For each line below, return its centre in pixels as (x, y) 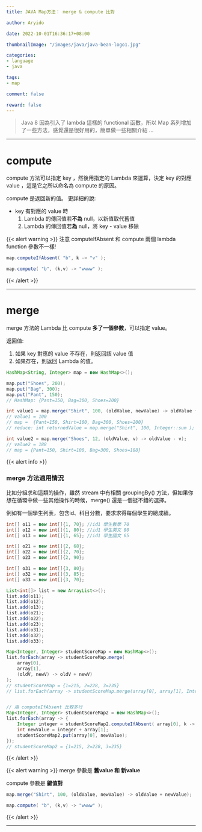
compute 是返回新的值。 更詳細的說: (51, 198)
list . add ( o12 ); (25, 602)
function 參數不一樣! (31, 247)
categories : (21, 55)
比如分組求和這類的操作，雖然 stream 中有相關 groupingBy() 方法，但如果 (97, 493)
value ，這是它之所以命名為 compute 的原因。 (63, 186)
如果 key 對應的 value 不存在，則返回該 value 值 (74, 354)
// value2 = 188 (26, 444)
